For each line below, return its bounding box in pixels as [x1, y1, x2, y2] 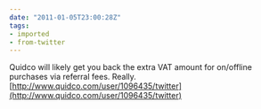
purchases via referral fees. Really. [9, 72, 136, 82]
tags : [9, 21, 29, 30]
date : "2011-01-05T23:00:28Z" [9, 12, 122, 22]
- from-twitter [9, 37, 66, 47]
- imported [9, 29, 50, 38]
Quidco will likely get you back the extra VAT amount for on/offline [9, 62, 252, 73]
